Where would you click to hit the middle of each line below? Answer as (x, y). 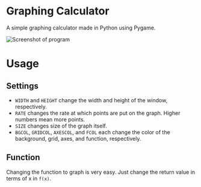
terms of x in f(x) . (29, 178)
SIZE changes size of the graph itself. (61, 126)
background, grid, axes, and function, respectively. (78, 138)
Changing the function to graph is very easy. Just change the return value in (101, 172)
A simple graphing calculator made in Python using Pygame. (81, 28)
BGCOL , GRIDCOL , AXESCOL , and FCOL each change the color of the (92, 132)
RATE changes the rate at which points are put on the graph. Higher (97, 113)
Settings (23, 86)
